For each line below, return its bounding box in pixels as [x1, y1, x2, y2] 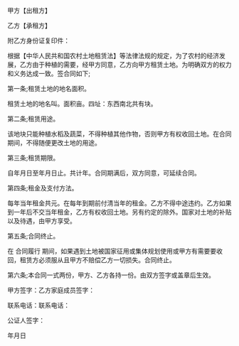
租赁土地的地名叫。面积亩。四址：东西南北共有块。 [7, 99, 157, 108]
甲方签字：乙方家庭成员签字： [7, 286, 95, 294]
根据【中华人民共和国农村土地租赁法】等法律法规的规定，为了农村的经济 [7, 52, 219, 60]
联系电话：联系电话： [7, 301, 70, 309]
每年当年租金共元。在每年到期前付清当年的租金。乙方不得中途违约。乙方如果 [7, 199, 232, 207]
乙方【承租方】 [7, 21, 51, 30]
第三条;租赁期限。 [7, 153, 60, 162]
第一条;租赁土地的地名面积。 [7, 85, 91, 92]
